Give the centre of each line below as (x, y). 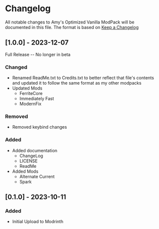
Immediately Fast (37, 99)
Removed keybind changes (39, 127)
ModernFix (30, 104)
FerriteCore (31, 93)
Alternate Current (37, 176)
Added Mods (25, 171)
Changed (16, 67)
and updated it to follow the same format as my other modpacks (77, 83)
